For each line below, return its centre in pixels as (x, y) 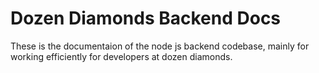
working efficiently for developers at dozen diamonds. (121, 56)
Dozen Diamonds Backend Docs (146, 18)
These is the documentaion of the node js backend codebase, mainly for (160, 46)
